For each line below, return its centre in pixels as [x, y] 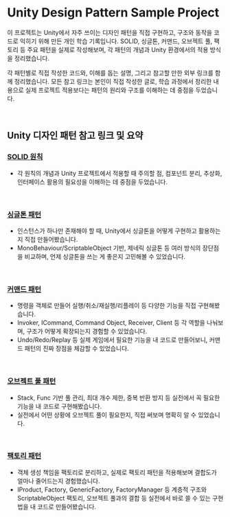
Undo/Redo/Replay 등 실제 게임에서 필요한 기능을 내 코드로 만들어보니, [112, 340]
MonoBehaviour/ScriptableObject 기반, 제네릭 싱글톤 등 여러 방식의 [109, 248]
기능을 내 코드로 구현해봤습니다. [59, 406]
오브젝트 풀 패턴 [32, 381]
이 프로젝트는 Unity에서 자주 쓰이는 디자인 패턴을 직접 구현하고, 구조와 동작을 [110, 32]
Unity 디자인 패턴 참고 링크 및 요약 [75, 136]
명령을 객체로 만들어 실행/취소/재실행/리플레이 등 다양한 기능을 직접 [107, 306]
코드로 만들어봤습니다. [67, 507]
